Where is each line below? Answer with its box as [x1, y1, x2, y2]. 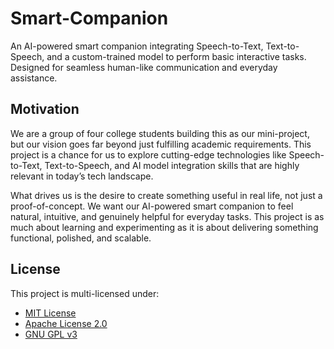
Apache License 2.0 [24, 317, 108, 329]
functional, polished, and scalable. [10, 232, 152, 244]
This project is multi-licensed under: [10, 287, 160, 299]
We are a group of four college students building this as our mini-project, [10, 127, 310, 139]
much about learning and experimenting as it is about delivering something [10, 221, 319, 233]
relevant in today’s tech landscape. [10, 170, 154, 182]
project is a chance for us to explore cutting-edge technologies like [10, 148, 287, 161]
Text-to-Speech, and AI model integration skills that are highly [44, 159, 300, 171]
